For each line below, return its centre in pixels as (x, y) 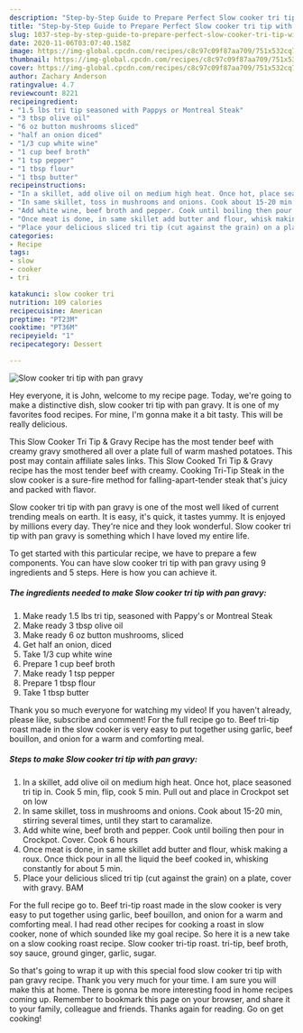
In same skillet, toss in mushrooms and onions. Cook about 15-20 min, (152, 811)
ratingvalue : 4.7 (42, 85)
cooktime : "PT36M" (44, 327)
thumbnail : (30, 60)
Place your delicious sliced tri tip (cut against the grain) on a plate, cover (157, 878)
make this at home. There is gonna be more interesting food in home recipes (151, 990)
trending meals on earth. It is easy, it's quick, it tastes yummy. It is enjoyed (147, 516)
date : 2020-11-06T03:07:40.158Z (70, 43)
